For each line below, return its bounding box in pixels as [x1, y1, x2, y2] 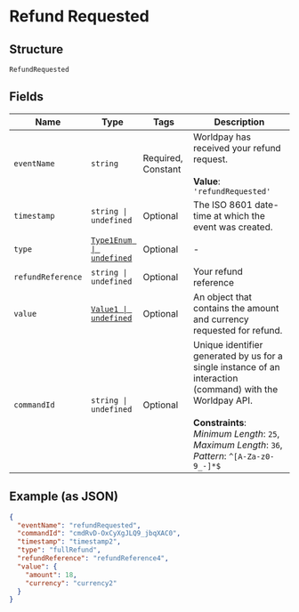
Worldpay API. [192, 394, 254, 407]
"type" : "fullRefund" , [17, 545, 101, 555]
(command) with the [192, 382, 279, 395]
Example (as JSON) [9, 489, 118, 504]
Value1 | [90, 304, 128, 314]
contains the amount [192, 302, 279, 314]
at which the [213, 209, 265, 221]
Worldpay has [192, 131, 252, 143]
